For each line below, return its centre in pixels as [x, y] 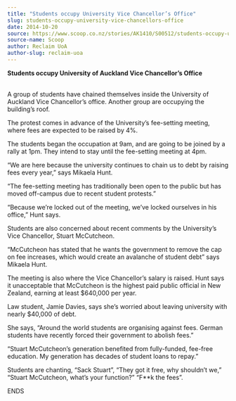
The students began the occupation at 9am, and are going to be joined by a [117, 144]
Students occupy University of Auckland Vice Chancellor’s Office [105, 73]
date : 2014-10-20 [33, 27]
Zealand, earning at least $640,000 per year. [72, 293]
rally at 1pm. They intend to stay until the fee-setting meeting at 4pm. [107, 151]
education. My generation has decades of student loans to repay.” [103, 356]
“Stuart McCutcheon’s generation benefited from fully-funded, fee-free [110, 348]
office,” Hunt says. [34, 215]
